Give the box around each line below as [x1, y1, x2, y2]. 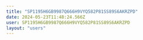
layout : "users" [6, 25, 46, 31]
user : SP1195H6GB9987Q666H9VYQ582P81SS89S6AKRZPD [6, 19, 131, 25]
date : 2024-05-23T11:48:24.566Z [6, 14, 85, 20]
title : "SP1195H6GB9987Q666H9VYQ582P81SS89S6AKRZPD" [6, 8, 138, 15]
